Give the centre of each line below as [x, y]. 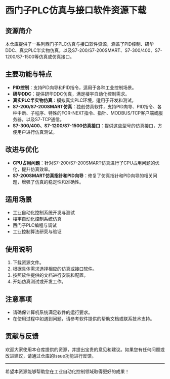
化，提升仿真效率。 [33, 169]
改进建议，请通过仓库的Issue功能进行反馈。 [51, 356]
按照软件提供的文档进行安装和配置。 [50, 275]
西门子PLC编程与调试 [35, 225]
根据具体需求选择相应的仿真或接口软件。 [55, 269]
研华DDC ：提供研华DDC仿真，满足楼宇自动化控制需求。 [71, 94]
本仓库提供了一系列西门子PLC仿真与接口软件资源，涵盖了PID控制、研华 [80, 44]
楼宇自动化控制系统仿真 [37, 219]
